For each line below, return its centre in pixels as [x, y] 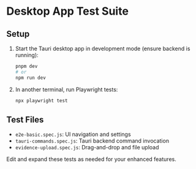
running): [27, 55]
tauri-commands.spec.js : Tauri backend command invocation [92, 141]
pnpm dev [26, 66]
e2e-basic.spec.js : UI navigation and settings [73, 134]
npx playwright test [41, 100]
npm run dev [30, 78]
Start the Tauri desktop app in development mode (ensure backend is [103, 48]
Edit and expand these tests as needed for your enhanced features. [91, 159]
